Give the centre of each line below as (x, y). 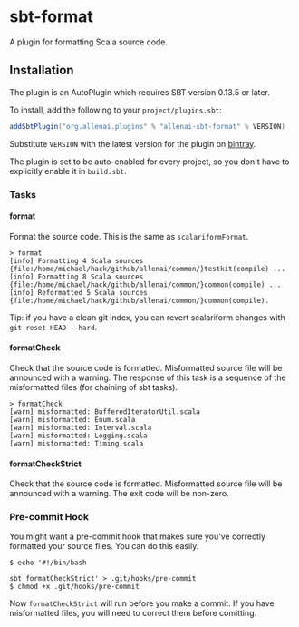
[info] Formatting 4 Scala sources (77, 260)
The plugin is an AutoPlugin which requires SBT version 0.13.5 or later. (140, 92)
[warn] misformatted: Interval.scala (81, 427)
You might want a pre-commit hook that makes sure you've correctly (137, 536)
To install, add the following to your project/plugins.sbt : (116, 110)
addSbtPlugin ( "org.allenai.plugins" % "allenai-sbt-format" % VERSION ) (147, 126)
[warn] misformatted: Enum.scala (72, 419)
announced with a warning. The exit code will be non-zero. (119, 494)
